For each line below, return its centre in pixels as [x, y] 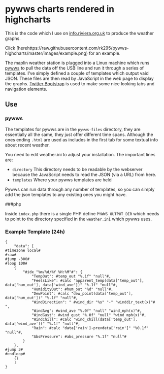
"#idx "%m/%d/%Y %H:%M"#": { [53, 272]
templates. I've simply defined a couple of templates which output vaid [77, 73]
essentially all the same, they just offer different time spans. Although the [79, 135]
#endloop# [15, 354]
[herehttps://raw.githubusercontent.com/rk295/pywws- [73, 48]
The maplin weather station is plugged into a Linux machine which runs [77, 63]
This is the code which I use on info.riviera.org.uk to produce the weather [80, 33]
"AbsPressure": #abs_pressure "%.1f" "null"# [79, 337]
